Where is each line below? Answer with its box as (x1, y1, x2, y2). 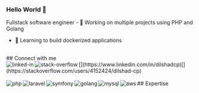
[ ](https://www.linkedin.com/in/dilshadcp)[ (78, 61, 183, 68)
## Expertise (137, 80, 169, 87)
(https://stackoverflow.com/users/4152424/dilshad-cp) (6, 67, 142, 75)
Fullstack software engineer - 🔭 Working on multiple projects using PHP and (6, 19, 193, 26)
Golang (6, 25, 24, 32)
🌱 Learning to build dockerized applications (14, 37, 123, 44)
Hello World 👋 (6, 5, 47, 14)
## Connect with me (6, 55, 57, 62)
